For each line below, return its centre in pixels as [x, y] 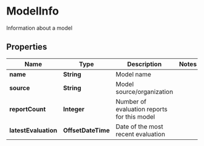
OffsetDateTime [87, 130]
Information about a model [39, 28]
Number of [131, 101]
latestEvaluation [33, 130]
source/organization [144, 91]
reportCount [28, 109]
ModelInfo [33, 11]
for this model [135, 116]
